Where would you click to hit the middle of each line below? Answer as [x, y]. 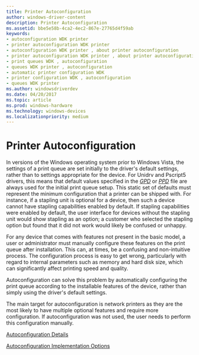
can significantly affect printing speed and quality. [67, 268]
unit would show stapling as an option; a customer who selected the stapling [99, 219]
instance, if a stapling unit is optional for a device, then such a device [91, 200]
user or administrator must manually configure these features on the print [96, 243]
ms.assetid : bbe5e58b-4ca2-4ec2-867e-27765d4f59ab [70, 28]
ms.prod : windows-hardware [39, 105]
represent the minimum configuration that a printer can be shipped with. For [99, 194]
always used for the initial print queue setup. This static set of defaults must [99, 188]
